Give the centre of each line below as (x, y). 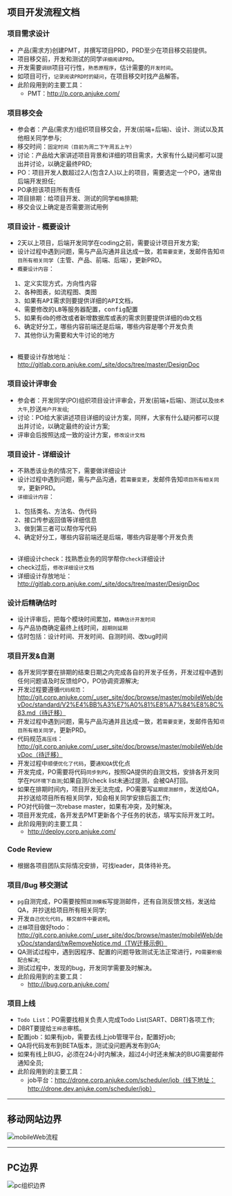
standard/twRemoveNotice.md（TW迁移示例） (101, 943)
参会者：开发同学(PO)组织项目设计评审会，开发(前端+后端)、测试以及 (116, 400)
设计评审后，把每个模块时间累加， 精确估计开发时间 (86, 619)
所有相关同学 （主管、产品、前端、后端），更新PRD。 (94, 260)
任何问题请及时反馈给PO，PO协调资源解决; (78, 681)
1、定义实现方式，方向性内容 (56, 284)
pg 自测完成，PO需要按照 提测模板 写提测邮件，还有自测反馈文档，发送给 (116, 901)
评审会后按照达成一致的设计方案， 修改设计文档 (81, 434)
